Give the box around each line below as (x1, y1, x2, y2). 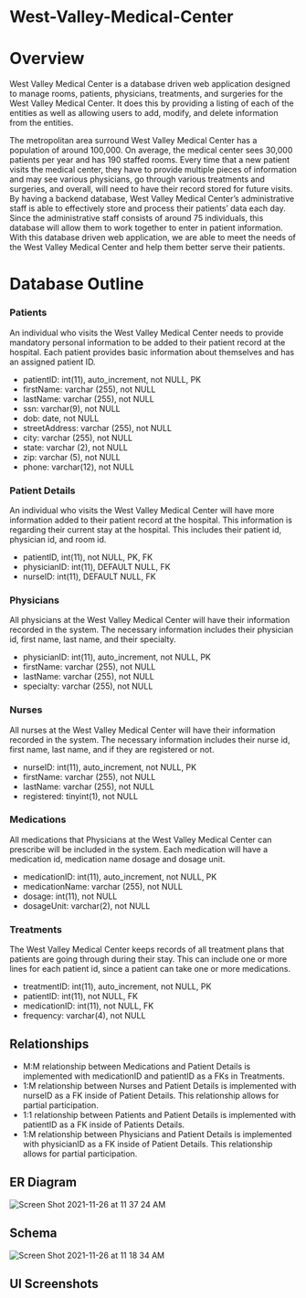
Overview (9, 48, 85, 69)
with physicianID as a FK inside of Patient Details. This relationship (22, 1138, 273, 1149)
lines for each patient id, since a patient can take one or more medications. (9, 964, 290, 975)
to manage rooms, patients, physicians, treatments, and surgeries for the (9, 89, 283, 100)
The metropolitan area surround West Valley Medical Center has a (9, 135, 258, 146)
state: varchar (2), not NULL (22, 441, 129, 453)
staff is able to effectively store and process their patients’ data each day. (9, 203, 286, 214)
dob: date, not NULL (22, 413, 100, 424)
